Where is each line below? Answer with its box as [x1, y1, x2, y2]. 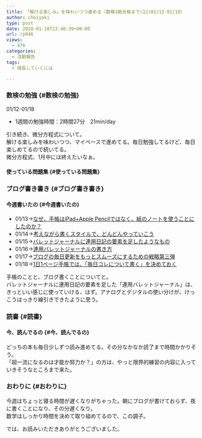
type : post [6, 20, 34, 26]
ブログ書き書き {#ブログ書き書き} [6, 185, 104, 193]
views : [6, 37, 23, 43]
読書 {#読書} [6, 313, 43, 321]
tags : [6, 59, 20, 65]
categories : [6, 48, 36, 54]
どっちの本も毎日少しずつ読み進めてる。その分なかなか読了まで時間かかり [6, 343, 191, 351]
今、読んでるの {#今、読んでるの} [6, 328, 90, 335]
